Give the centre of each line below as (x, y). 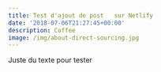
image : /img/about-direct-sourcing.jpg (74, 38)
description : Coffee (42, 30)
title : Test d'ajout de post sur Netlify (81, 15)
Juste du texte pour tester (51, 60)
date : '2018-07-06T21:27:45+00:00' (67, 23)
